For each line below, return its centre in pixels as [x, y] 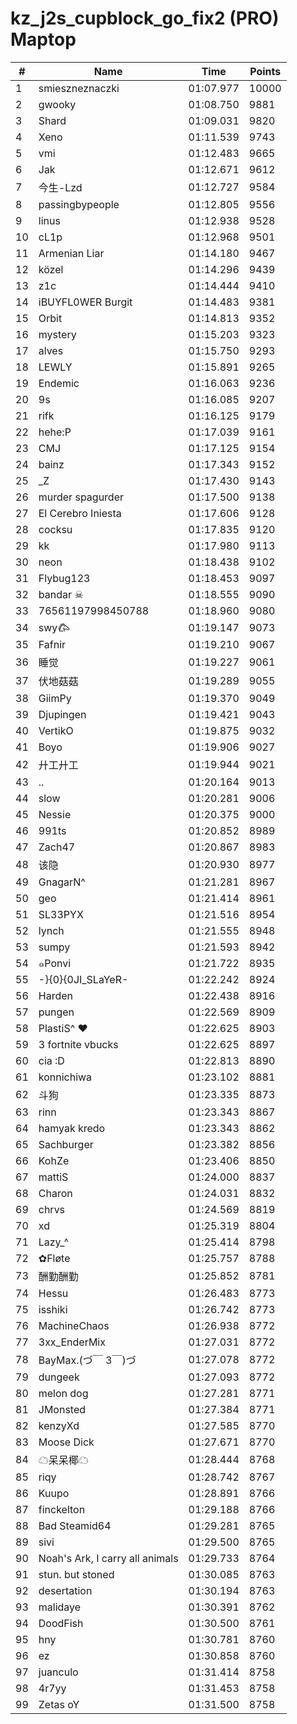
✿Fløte [54, 1258]
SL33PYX [61, 914]
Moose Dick [66, 1442]
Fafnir [52, 644]
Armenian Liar [71, 253]
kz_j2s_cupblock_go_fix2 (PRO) [145, 18]
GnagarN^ [62, 882]
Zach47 [57, 847]
